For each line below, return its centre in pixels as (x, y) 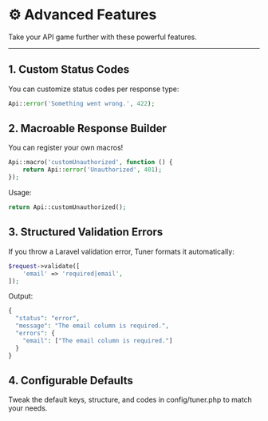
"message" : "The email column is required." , (93, 326)
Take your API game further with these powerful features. (103, 37)
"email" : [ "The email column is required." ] (98, 341)
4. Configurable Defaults (71, 381)
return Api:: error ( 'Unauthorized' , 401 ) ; (92, 170)
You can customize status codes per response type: (94, 89)
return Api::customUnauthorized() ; (67, 207)
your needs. (28, 408)
